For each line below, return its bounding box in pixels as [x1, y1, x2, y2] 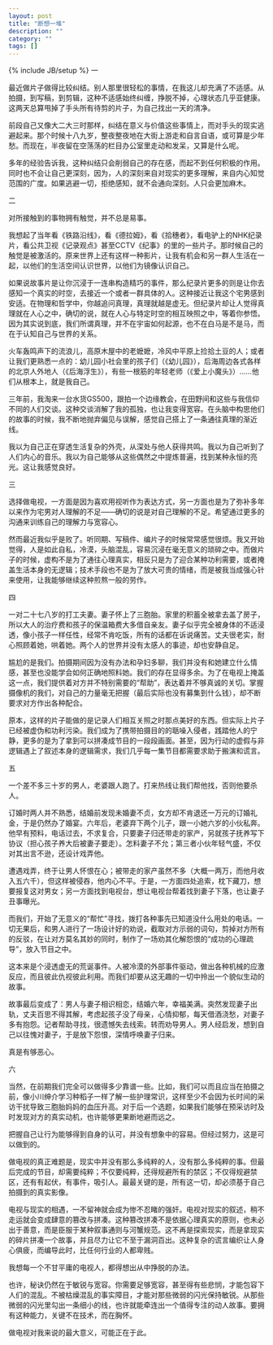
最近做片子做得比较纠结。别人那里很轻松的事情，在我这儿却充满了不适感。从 [8, 83, 265, 93]
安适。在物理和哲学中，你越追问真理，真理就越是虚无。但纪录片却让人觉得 [8, 299, 258, 308]
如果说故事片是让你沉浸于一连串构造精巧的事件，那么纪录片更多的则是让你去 [8, 278, 265, 288]
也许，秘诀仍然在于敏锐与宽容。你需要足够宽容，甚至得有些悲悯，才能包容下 [8, 1280, 265, 1290]
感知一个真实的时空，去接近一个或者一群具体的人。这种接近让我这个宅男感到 [8, 288, 265, 298]
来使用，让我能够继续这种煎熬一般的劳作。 [8, 575, 151, 585]
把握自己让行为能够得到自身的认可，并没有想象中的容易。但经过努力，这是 [8, 1129, 258, 1139]
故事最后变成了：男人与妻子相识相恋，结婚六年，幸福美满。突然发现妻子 [8, 999, 250, 1009]
